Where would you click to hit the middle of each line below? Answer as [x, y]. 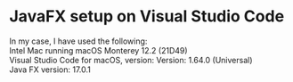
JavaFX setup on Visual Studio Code [147, 16]
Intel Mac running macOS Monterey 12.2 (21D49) [99, 50]
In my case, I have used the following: [78, 41]
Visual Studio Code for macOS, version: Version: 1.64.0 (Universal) [131, 60]
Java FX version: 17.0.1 [50, 70]
